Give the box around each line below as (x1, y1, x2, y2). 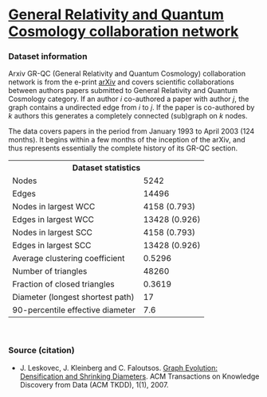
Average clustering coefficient (12, 253, 125, 264)
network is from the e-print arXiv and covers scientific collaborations (8, 77, 235, 87)
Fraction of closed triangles (12, 278, 116, 290)
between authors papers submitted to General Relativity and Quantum (8, 86, 238, 95)
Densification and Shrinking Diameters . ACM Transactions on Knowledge (19, 372, 260, 381)
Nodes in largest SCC (12, 227, 93, 238)
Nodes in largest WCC (12, 201, 96, 212)
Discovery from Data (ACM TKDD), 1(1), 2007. (19, 379, 169, 389)
